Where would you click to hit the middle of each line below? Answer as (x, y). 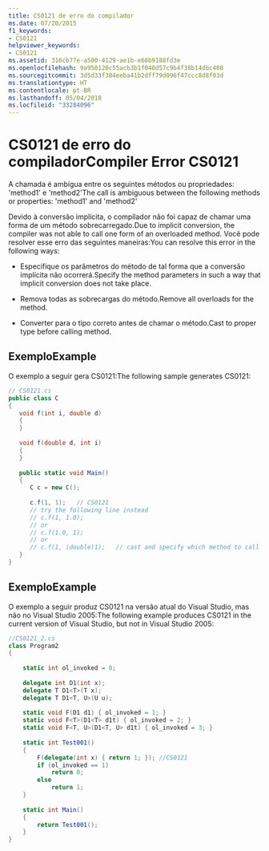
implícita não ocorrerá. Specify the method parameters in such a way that (140, 275)
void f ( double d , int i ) (60, 443)
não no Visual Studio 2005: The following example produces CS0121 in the (130, 615)
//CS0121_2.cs (32, 638)
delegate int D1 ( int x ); (64, 683)
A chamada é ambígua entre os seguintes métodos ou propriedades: (121, 184)
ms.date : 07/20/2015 (43, 23)
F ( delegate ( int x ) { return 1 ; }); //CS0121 (112, 758)
